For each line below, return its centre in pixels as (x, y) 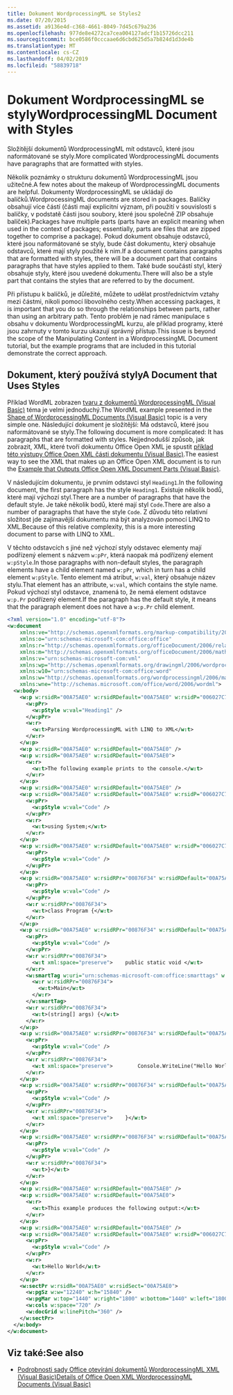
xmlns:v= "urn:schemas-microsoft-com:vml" (80, 658)
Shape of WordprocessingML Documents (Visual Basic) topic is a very (107, 417)
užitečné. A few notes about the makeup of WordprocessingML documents (113, 184)
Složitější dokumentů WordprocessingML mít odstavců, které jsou (101, 149)
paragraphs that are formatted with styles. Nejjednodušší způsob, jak (106, 440)
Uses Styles (34, 386)
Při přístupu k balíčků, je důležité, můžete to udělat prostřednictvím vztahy (113, 294)
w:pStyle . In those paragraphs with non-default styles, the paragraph (105, 563)
